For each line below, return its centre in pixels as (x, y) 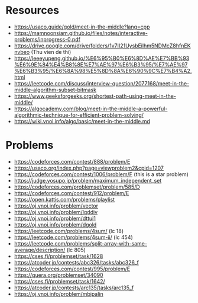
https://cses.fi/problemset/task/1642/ (60, 281)
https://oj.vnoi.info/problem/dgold (55, 224)
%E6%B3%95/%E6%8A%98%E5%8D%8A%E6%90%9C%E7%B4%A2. (103, 71)
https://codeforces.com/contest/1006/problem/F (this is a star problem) (101, 174)
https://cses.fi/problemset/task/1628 (59, 256)
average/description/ (40, 250)
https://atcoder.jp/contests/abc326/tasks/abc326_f (77, 262)
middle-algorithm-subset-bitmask (55, 90)
